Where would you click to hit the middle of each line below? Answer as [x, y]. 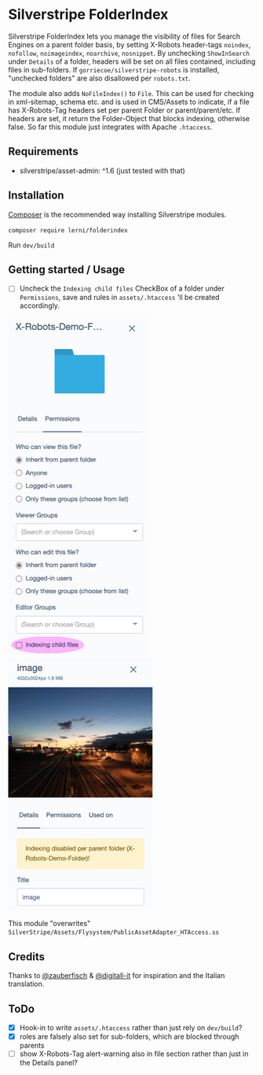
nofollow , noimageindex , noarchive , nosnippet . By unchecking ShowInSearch [129, 53]
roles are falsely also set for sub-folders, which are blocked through [129, 1036]
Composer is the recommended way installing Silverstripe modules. [117, 214]
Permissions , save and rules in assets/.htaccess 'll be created [119, 298]
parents [32, 1046]
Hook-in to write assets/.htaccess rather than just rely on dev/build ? [131, 1028]
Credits [27, 956]
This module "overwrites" [49, 924]
